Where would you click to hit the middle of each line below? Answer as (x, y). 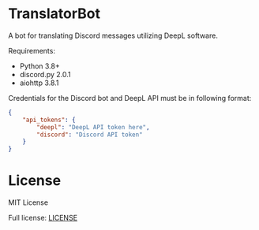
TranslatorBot (54, 14)
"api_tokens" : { (49, 120)
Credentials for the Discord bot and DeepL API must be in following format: (130, 98)
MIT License (28, 202)
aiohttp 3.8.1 (39, 83)
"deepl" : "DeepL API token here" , (93, 127)
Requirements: (32, 50)
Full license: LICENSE (43, 218)
